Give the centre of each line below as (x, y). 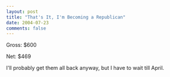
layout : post (22, 12)
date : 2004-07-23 (28, 23)
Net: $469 (19, 56)
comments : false (26, 28)
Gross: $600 (21, 45)
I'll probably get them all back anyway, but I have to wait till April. (85, 68)
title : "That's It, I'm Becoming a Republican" (66, 17)
